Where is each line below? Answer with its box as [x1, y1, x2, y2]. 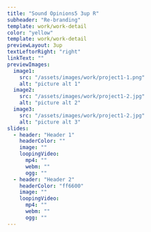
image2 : [13, 86, 36, 93]
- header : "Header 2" [13, 176, 75, 183]
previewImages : [7, 61, 51, 68]
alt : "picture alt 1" [19, 80, 81, 87]
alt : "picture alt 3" [19, 118, 81, 126]
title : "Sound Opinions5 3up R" [7, 10, 99, 17]
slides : [7, 125, 29, 132]
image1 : [13, 67, 36, 74]
